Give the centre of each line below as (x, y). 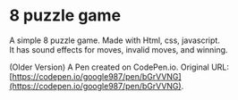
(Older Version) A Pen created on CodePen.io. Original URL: (119, 67)
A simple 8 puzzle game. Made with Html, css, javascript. (115, 40)
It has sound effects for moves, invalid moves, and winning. (119, 49)
